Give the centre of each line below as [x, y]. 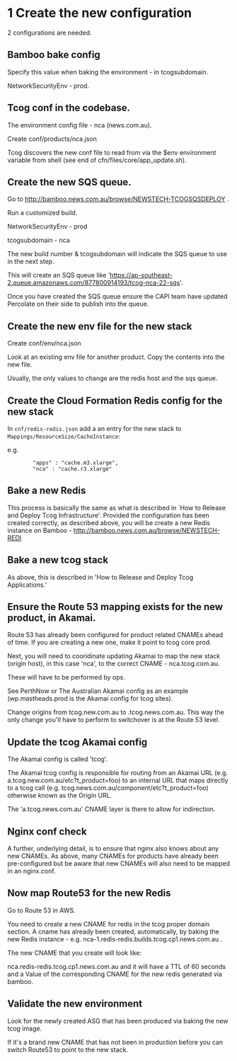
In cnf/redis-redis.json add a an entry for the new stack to [94, 429]
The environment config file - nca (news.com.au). [80, 125]
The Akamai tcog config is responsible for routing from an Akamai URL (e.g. [118, 773]
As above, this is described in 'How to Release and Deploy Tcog [100, 577]
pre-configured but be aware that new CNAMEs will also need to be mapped [119, 864]
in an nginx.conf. [31, 871]
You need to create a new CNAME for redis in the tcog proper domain [109, 924]
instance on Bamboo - [40, 530]
